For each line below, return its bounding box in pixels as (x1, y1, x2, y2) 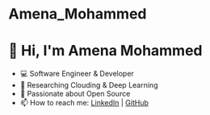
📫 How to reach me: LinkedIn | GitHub (19, 98, 149, 108)
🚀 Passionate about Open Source (19, 89, 131, 99)
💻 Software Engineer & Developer (19, 69, 135, 79)
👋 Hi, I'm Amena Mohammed (8, 42, 204, 60)
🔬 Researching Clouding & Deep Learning (19, 80, 158, 90)
